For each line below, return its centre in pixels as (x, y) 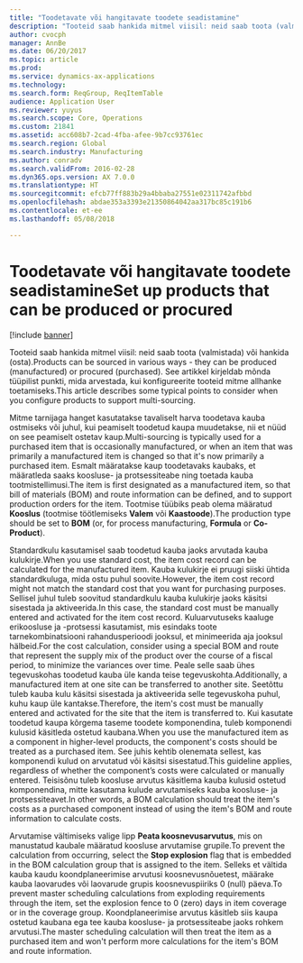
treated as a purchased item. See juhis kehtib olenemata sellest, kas (135, 751)
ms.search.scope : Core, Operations (76, 118)
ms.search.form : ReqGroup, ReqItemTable (87, 93)
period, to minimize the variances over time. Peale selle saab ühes (132, 665)
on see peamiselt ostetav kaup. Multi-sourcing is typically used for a (135, 436)
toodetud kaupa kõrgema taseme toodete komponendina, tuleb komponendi (151, 722)
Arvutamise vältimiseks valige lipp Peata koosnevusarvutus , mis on (136, 836)
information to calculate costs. (65, 818)
